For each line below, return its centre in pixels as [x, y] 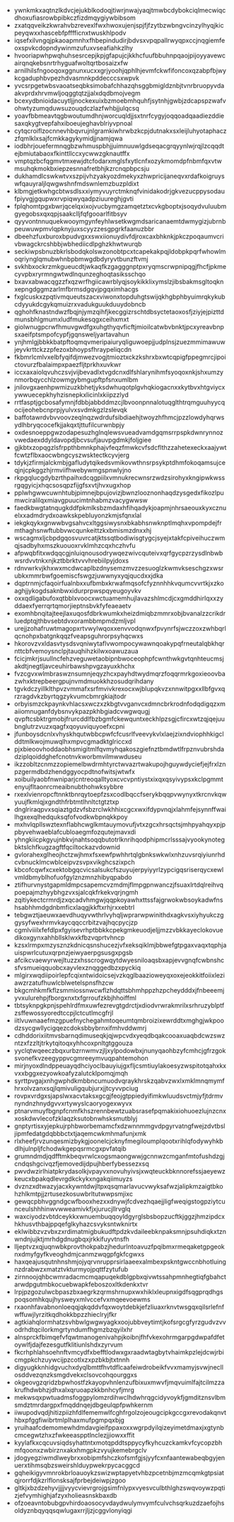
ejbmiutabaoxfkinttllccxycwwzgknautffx [72, 153]
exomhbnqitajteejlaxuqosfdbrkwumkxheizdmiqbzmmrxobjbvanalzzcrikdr [120, 613]
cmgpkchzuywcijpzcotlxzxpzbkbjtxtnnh [72, 1360]
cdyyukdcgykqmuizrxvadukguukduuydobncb [80, 304]
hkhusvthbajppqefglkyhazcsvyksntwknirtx [76, 1224]
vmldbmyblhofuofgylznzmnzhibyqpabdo [73, 877]
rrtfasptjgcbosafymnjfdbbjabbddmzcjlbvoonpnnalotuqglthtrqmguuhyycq [119, 402]
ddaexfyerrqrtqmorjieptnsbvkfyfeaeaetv [73, 606]
